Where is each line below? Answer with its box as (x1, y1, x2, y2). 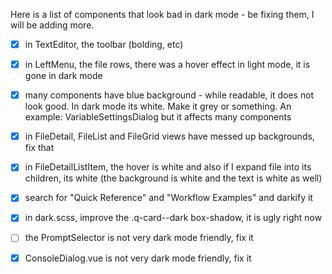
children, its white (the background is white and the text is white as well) (24, 172, 323, 184)
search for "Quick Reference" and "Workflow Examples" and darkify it (24, 192, 313, 204)
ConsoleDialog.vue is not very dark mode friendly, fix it (24, 252, 252, 264)
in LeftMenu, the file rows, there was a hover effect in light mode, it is (24, 59, 311, 71)
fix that (24, 142, 55, 154)
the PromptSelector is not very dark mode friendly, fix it (24, 232, 254, 244)
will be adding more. (10, 19, 95, 31)
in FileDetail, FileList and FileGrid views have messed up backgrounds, (24, 130, 315, 143)
